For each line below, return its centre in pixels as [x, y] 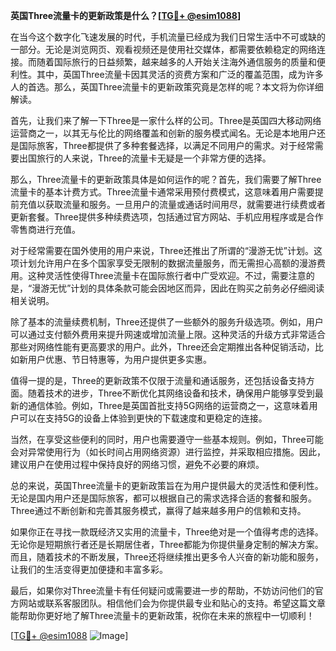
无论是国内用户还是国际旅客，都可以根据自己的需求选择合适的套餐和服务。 [163, 498]
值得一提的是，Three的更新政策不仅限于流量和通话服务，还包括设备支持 [158, 380]
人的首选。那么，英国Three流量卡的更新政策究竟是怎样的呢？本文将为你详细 [167, 87]
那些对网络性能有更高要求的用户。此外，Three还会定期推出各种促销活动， [162, 347]
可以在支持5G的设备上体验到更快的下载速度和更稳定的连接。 [143, 418]
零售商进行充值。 [45, 229]
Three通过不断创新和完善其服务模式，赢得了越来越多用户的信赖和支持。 [158, 510]
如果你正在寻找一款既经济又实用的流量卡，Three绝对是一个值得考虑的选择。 [167, 532]
